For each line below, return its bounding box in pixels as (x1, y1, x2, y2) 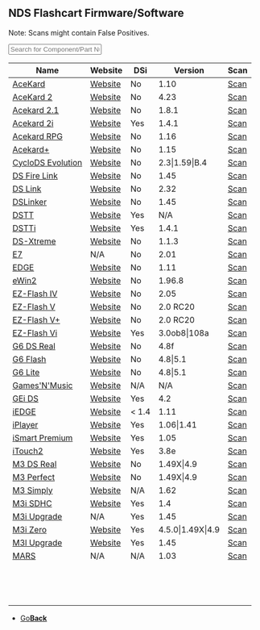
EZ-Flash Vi (12, 327, 58, 338)
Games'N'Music (12, 379, 73, 390)
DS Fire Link (12, 169, 58, 181)
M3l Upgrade (12, 536, 63, 548)
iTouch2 (12, 445, 43, 457)
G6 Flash (12, 353, 47, 365)
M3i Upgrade (12, 511, 63, 522)
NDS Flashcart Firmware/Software (8, 6, 184, 20)
